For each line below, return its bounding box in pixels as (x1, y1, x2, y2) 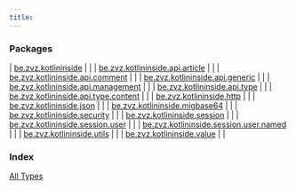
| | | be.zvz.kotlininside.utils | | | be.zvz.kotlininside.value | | (9, 128, 226, 139)
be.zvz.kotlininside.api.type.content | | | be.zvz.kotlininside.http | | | (9, 91, 256, 101)
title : (9, 12, 34, 22)
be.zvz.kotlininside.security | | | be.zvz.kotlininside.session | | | (9, 109, 239, 120)
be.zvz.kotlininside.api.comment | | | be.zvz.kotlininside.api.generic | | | (9, 72, 270, 83)
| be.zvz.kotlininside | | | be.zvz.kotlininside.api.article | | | (9, 62, 220, 73)
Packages (9, 42, 53, 54)
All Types (9, 170, 44, 182)
